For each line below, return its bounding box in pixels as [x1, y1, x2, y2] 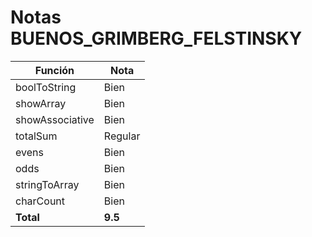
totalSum [15, 129, 58, 143]
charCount [15, 194, 66, 208]
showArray [15, 96, 67, 110]
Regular [103, 129, 141, 143]
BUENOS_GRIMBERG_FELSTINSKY [10, 27, 303, 50]
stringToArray [15, 177, 80, 191]
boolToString [15, 80, 77, 94]
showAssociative [15, 112, 95, 126]
